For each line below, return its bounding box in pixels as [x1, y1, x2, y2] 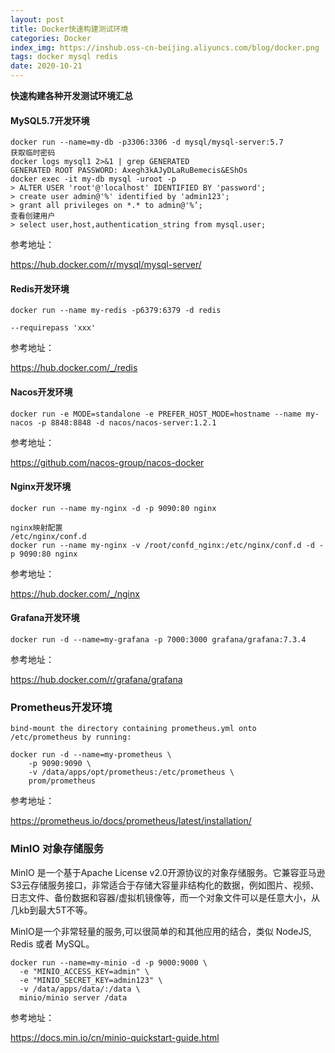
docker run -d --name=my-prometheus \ [10, 750, 172, 760]
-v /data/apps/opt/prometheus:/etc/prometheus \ [28, 767, 235, 778]
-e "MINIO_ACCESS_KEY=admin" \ [19, 966, 150, 976]
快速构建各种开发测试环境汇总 [10, 90, 133, 101]
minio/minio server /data [19, 992, 128, 1003]
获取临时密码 [10, 148, 56, 158]
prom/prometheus [28, 776, 97, 786]
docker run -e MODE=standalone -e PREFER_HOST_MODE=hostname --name [10, 409, 302, 419]
